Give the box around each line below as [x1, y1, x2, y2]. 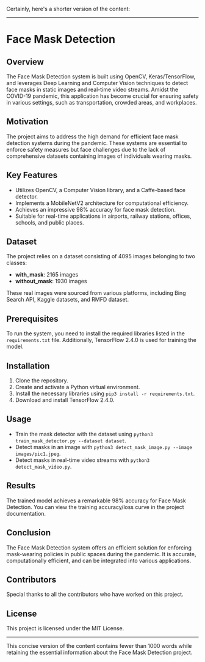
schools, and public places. [15, 218, 84, 226]
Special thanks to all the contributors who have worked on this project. [6, 590, 184, 598]
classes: [6, 259, 27, 267]
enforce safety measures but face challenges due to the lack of [6, 146, 166, 153]
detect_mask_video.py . [15, 463, 72, 470]
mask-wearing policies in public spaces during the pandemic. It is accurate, [6, 550, 196, 557]
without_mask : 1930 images [15, 278, 87, 285]
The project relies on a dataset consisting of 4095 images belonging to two [6, 253, 195, 260]
